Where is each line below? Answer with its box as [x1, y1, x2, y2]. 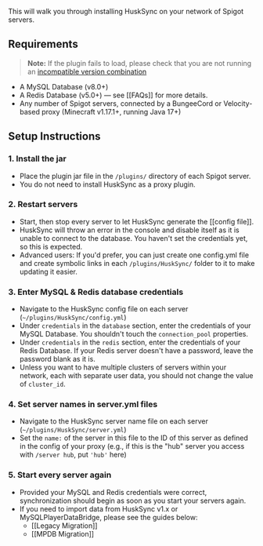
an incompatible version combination [27, 67, 147, 76]
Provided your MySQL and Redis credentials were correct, [19, 487, 207, 497]
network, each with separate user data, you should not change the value [19, 371, 254, 380]
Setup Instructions [8, 129, 101, 144]
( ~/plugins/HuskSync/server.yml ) [19, 425, 127, 435]
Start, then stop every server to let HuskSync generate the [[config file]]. [19, 217, 254, 226]
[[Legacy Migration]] [31, 521, 98, 530]
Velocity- [222, 98, 253, 108]
